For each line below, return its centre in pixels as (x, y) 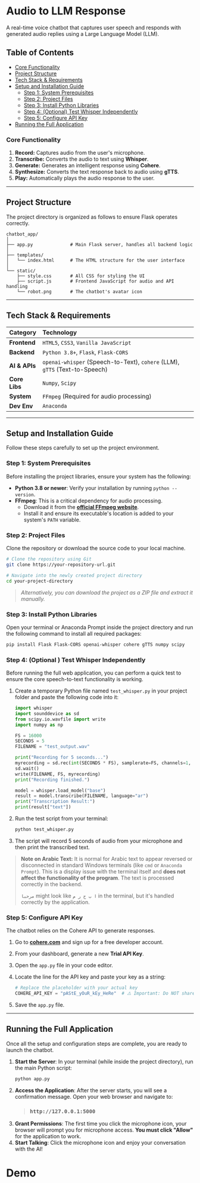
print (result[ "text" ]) (43, 807)
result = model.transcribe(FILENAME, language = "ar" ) (82, 796)
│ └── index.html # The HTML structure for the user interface (96, 260)
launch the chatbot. (30, 1050)
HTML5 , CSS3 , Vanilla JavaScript (87, 342)
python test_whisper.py (44, 830)
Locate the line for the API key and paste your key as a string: (90, 977)
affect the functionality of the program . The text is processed (97, 878)
